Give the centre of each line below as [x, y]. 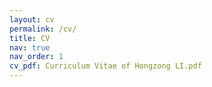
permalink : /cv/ [43, 29]
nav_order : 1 [36, 57]
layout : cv [32, 19]
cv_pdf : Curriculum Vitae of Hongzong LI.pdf [105, 66]
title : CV [30, 38]
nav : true [30, 47]
